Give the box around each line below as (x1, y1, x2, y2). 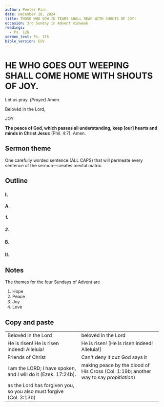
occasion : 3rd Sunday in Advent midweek (5, 20, 89, 26)
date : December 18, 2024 (5, 12, 56, 17)
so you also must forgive (7, 388, 64, 395)
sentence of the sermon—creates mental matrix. (5, 162, 102, 168)
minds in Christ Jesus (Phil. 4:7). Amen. (5, 130, 86, 136)
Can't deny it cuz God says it (81, 354, 147, 361)
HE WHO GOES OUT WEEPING (5, 59, 129, 71)
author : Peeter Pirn (5, 7, 47, 12)
